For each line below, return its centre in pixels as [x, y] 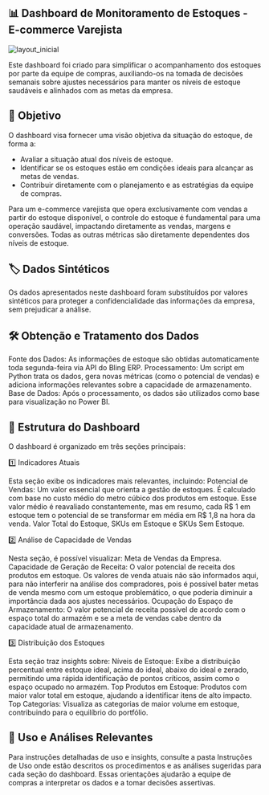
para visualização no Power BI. [59, 402]
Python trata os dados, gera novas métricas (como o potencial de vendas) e [134, 377]
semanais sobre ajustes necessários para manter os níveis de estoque [124, 82]
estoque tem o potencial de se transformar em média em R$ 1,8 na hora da [132, 516]
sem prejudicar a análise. [50, 310]
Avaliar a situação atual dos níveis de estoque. [97, 159]
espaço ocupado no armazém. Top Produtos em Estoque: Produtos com [128, 687]
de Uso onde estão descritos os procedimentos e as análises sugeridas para [135, 765]
